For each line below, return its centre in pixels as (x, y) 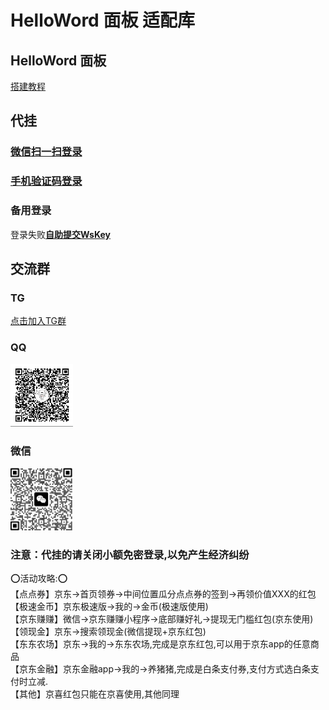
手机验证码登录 (46, 181)
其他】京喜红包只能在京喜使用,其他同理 (99, 693)
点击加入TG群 (38, 321)
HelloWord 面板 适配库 (103, 20)
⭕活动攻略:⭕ (39, 578)
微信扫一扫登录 (46, 152)
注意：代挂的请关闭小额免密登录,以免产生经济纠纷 (130, 554)
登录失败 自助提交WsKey (60, 234)
